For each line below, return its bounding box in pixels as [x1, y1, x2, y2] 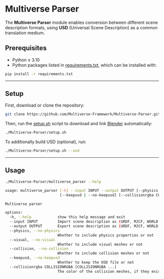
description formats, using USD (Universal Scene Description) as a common [5, 24, 158, 30]
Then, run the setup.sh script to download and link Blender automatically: [5, 121, 152, 127]
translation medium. [5, 30, 45, 36]
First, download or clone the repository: [5, 102, 84, 108]
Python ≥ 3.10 [12, 57, 40, 63]
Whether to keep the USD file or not [57, 260, 134, 265]
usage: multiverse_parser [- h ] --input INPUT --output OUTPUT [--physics [5, 188, 159, 193]
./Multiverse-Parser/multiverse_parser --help [5, 179, 102, 184]
